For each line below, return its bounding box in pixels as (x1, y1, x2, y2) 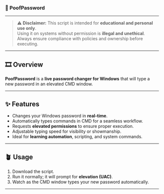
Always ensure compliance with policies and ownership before (17, 36, 143, 42)
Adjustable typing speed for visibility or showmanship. (12, 128, 122, 134)
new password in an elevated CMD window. (5, 81, 93, 87)
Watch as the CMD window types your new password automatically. (12, 179, 149, 185)
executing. (17, 41, 39, 47)
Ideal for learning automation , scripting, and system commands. (12, 133, 143, 139)
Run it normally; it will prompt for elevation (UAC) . (12, 173, 113, 179)
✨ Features (5, 100, 40, 108)
